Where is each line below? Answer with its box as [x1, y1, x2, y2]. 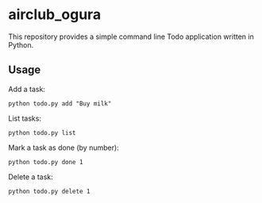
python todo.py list [8, 128, 77, 136]
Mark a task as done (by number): [8, 143, 119, 152]
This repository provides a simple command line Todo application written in [8, 32, 254, 41]
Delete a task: [8, 172, 53, 182]
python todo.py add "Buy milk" [8, 99, 112, 108]
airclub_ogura [8, 6, 102, 24]
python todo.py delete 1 [8, 187, 91, 195]
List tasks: [8, 113, 42, 123]
